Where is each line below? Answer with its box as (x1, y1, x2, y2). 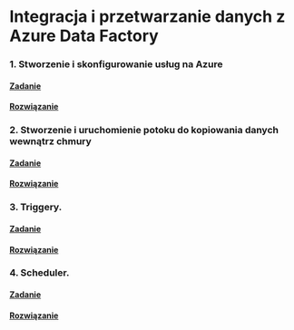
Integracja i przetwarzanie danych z (9, 6, 286, 27)
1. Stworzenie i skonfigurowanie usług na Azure (9, 58, 223, 71)
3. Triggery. (9, 201, 63, 214)
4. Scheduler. (9, 267, 70, 279)
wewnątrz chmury (9, 135, 93, 148)
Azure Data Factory (9, 25, 159, 46)
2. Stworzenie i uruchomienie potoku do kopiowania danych (9, 124, 279, 137)
